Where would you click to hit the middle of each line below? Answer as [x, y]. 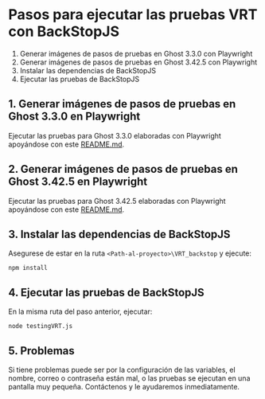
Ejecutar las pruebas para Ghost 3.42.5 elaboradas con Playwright [117, 201]
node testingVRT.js [41, 327]
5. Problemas [42, 351]
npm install [28, 268]
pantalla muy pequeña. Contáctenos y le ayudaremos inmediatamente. [124, 387]
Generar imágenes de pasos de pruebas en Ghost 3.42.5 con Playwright [138, 62]
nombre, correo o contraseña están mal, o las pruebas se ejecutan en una [129, 378]
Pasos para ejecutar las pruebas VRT [133, 15]
